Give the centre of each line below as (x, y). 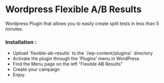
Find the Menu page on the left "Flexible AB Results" (68, 64)
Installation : (21, 42)
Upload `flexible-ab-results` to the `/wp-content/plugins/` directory (83, 53)
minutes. (15, 29)
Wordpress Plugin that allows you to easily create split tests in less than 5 (82, 23)
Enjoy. (19, 75)
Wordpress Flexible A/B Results (73, 9)
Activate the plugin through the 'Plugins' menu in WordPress (76, 59)
